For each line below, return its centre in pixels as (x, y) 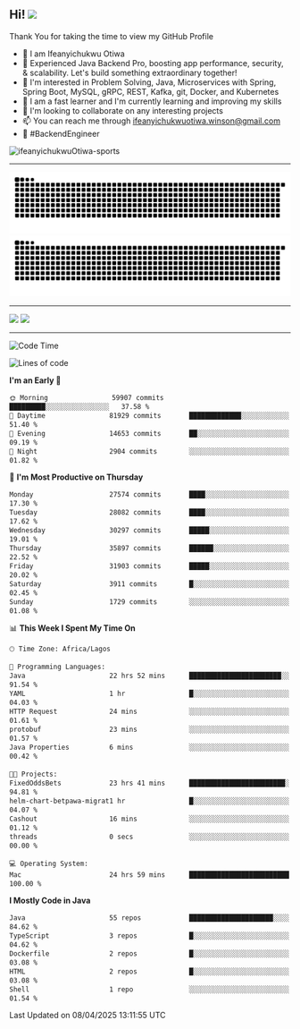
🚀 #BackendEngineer (61, 133)
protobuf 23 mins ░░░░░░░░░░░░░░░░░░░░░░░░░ (150, 730)
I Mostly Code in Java (50, 901)
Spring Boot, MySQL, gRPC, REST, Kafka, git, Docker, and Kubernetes (150, 91)
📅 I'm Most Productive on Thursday (76, 477)
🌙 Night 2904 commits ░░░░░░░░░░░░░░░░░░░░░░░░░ (150, 452)
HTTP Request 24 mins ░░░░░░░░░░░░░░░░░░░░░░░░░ (150, 712)
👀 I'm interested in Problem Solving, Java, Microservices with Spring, (149, 82)
